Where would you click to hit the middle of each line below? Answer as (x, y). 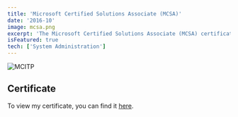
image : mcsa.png (31, 27)
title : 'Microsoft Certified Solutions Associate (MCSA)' (95, 14)
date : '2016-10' (31, 20)
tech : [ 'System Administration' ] (57, 47)
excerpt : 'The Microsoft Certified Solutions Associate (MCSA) (103, 33)
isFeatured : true (33, 40)
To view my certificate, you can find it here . (70, 106)
